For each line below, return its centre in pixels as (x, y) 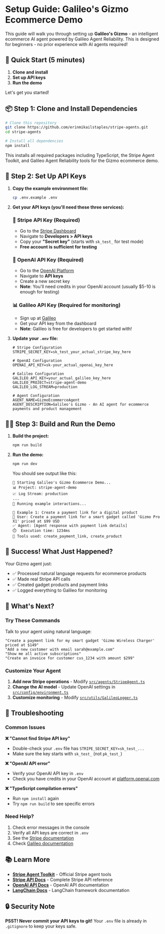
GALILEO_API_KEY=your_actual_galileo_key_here (62, 378)
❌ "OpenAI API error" (28, 763)
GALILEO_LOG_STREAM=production (45, 387)
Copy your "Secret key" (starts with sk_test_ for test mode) (82, 241)
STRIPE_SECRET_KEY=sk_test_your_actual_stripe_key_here (72, 352)
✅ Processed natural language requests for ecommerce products (79, 573)
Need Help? (20, 816)
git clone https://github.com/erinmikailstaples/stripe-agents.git (77, 127)
